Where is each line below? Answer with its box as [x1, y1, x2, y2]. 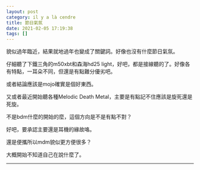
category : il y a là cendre [6, 14, 76, 20]
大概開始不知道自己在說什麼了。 [6, 151, 85, 158]
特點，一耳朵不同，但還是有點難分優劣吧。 [11, 68, 116, 75]
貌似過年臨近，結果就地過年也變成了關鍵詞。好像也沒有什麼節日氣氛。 [6, 48, 179, 55]
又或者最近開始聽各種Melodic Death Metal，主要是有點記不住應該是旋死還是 [6, 93, 193, 100]
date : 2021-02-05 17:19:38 [6, 25, 73, 32]
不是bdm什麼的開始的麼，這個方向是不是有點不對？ [6, 114, 132, 121]
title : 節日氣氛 [6, 20, 43, 26]
